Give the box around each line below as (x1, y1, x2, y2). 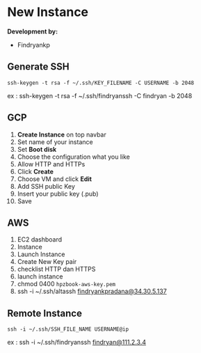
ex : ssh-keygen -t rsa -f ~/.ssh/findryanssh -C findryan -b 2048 (7, 91, 193, 100)
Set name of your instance (17, 137, 93, 146)
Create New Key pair (17, 258, 77, 266)
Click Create (17, 167, 54, 175)
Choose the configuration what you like (17, 152, 130, 161)
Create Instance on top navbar (17, 130, 106, 139)
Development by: (7, 27, 58, 36)
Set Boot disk (17, 145, 57, 153)
